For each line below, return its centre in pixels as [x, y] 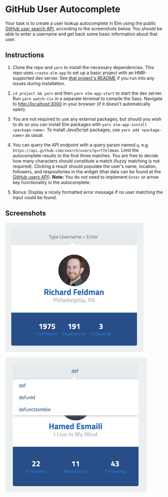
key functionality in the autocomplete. [52, 182]
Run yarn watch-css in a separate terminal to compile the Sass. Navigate [87, 98]
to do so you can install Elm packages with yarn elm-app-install [80, 124]
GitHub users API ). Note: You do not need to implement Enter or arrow [86, 177]
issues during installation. [39, 83]
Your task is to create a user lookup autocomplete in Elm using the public [81, 23]
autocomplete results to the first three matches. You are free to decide [85, 155]
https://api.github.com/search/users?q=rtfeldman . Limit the [76, 150]
